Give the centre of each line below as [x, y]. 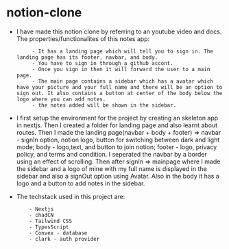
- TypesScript [49, 227]
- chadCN [41, 215]
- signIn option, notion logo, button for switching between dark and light [118, 140]
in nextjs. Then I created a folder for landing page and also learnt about [117, 125]
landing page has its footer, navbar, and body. [87, 57]
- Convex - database [58, 233]
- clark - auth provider [64, 239]
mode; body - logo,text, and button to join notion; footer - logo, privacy [117, 147]
